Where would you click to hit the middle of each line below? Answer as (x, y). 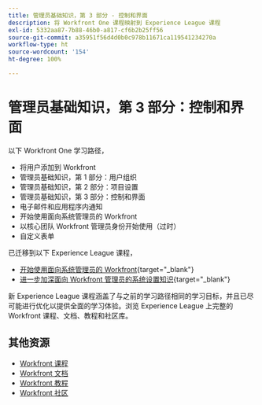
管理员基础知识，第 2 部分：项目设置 (79, 186)
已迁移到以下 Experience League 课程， (73, 252)
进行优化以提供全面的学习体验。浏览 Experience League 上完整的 (127, 306)
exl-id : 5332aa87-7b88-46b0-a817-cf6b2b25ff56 (86, 30)
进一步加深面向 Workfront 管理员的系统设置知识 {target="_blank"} (125, 279)
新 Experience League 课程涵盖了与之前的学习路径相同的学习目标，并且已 (128, 296)
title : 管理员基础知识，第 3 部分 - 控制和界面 (78, 15)
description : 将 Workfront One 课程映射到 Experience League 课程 (114, 23)
